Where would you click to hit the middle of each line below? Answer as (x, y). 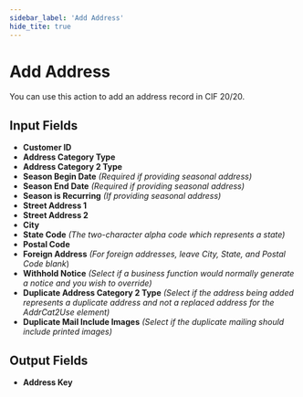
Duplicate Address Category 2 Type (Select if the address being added (158, 293)
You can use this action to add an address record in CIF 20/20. (127, 97)
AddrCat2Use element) (66, 312)
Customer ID (47, 148)
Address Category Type (69, 157)
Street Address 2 (55, 215)
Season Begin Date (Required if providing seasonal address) (137, 177)
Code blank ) (46, 264)
